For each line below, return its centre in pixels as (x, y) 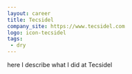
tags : (15, 39)
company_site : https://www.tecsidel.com (66, 26)
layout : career (29, 13)
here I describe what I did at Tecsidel (60, 65)
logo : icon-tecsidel (37, 33)
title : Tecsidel (30, 20)
